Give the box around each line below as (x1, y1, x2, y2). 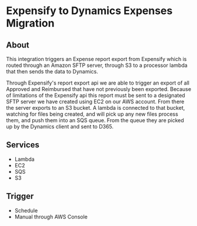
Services (6, 140, 40, 150)
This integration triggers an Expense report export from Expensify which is (6, 56, 187, 62)
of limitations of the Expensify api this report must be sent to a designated (6, 92, 185, 99)
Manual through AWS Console (14, 213, 88, 220)
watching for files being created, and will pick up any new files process (6, 110, 178, 117)
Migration (6, 16, 55, 30)
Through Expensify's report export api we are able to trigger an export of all (6, 79, 190, 86)
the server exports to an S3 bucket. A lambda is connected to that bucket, (6, 104, 185, 111)
